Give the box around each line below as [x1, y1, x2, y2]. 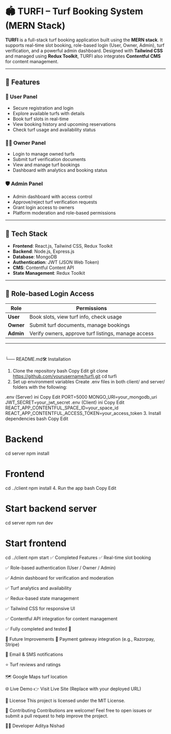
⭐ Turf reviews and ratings [5, 661, 61, 667]
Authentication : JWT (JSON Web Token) [12, 259, 99, 266]
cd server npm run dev [5, 519, 53, 526]
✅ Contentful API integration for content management [5, 615, 118, 621]
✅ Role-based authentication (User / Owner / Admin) [5, 564, 116, 570]
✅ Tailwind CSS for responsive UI [5, 605, 75, 611]
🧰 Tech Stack [5, 229, 48, 238]
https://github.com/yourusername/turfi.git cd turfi [12, 373, 117, 379]
